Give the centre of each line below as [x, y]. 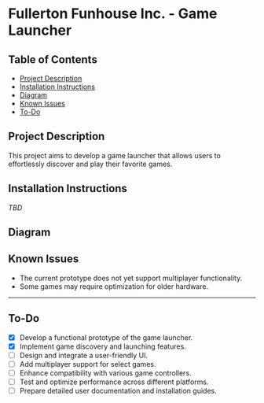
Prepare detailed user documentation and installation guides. [118, 391]
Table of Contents [53, 59]
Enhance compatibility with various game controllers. [105, 373]
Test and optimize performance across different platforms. [114, 382]
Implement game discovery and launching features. [103, 346]
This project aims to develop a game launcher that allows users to [115, 155]
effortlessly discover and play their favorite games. [90, 164]
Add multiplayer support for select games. [88, 364]
